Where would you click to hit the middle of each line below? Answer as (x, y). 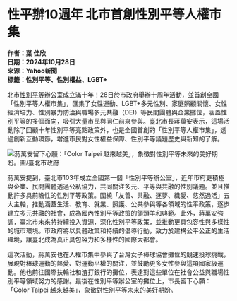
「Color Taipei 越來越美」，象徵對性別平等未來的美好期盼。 (92, 290)
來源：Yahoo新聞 (32, 71)
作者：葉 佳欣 (27, 53)
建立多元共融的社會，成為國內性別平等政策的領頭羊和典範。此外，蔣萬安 (112, 213)
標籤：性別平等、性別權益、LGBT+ (57, 79)
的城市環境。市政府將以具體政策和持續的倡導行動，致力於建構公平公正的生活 (119, 230)
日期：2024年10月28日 (41, 61)
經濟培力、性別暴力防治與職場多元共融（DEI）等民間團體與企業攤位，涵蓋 (114, 112)
